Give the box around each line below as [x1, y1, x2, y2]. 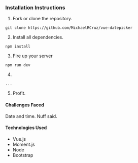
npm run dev [5, 63, 30, 68]
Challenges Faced [5, 102, 44, 108]
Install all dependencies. [12, 34, 63, 40]
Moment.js [12, 141, 35, 147]
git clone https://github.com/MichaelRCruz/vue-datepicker [5, 25, 133, 30]
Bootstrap [12, 152, 33, 158]
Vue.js [12, 136, 26, 142]
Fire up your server [12, 53, 53, 59]
